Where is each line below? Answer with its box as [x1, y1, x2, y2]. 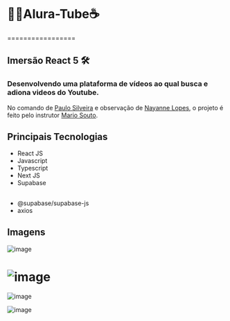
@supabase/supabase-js [17, 199, 89, 207]
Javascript [17, 157, 48, 165]
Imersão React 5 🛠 [7, 55, 90, 67]
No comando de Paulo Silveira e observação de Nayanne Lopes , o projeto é [7, 103, 224, 112]
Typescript [17, 164, 48, 173]
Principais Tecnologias [7, 131, 108, 143]
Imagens [7, 227, 46, 238]
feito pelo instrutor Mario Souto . [7, 111, 98, 119]
